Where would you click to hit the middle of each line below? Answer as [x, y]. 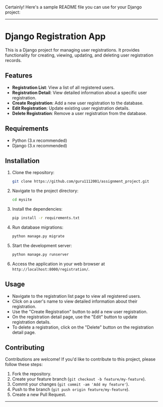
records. [13, 60]
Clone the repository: [33, 173]
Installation [22, 161]
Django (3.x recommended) [40, 145]
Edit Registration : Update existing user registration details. [71, 108]
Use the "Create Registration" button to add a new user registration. [80, 311]
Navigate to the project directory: [45, 191]
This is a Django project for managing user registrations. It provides [72, 50]
